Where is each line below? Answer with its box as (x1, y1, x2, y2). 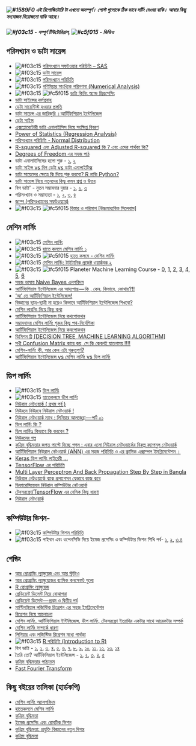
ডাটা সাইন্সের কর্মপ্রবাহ (14, 96, 52, 103)
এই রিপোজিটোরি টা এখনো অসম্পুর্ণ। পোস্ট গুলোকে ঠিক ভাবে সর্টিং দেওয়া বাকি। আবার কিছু (35, 6, 186, 13)
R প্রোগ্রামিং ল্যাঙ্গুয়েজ (14, 584, 49, 591)
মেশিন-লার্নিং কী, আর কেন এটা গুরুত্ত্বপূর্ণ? (14, 346, 85, 354)
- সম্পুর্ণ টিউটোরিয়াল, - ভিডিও (34, 28, 114, 36)
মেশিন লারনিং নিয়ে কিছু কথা (14, 305, 63, 313)
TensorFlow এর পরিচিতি (14, 462, 65, 469)
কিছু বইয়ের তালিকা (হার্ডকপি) (6, 682, 81, 692)
